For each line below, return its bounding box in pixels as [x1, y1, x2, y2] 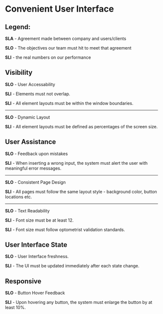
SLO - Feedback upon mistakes [5, 151, 68, 157]
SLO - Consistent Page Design [5, 179, 66, 185]
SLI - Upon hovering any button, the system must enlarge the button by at [5, 299, 153, 305]
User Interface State [5, 241, 67, 249]
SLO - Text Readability [5, 208, 50, 213]
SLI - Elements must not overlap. [5, 91, 70, 97]
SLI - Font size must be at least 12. [5, 217, 74, 223]
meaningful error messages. [5, 165, 62, 171]
